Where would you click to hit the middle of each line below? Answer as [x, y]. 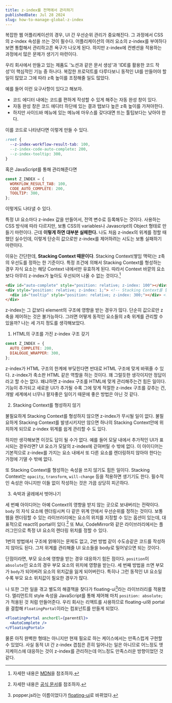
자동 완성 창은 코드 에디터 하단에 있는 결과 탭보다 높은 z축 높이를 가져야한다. [88, 106]
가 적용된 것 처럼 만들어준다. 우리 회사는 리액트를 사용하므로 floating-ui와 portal [85, 602]
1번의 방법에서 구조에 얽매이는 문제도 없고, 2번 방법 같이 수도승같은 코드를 [79, 541]
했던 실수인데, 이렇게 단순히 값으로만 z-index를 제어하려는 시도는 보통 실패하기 [84, 239]
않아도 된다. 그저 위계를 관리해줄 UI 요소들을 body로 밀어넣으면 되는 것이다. [86, 548]
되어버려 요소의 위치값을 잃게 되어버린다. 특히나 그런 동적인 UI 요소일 [94, 571]
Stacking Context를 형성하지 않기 [47, 405]
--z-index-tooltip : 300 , [36, 154]
